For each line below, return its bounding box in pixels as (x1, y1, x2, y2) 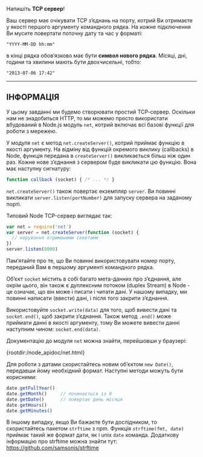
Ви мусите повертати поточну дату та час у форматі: (6, 30, 143, 37)
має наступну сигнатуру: (6, 164, 71, 172)
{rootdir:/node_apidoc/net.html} (6, 349, 85, 356)
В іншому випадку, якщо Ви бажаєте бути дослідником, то (6, 418, 157, 426)
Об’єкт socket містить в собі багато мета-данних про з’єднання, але (6, 275, 182, 283)
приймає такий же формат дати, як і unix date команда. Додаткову (6, 432, 179, 439)
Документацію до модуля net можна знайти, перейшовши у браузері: (6, 337, 187, 345)
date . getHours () (6, 402, 47, 408)
